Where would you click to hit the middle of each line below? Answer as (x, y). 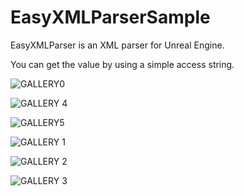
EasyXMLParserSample (110, 17)
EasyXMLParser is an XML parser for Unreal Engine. (117, 45)
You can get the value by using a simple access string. (122, 64)
